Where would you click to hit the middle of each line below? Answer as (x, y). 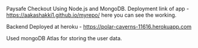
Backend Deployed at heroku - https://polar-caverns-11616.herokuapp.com (99, 27)
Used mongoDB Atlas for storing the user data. (64, 38)
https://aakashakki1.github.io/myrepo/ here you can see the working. (91, 15)
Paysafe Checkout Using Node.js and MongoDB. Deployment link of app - (98, 9)
